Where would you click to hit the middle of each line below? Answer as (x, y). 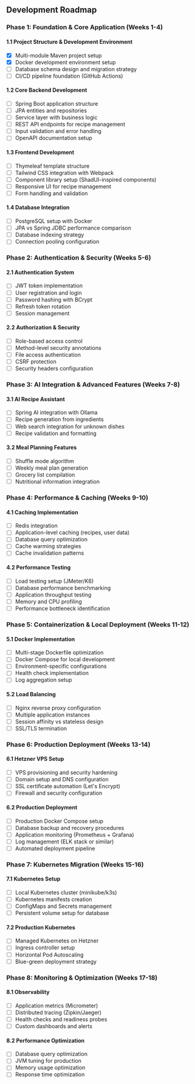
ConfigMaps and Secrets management (63, 906)
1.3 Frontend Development (40, 152)
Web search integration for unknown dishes (70, 426)
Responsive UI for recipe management (63, 186)
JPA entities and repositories (51, 111)
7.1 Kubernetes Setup (33, 879)
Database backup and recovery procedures (70, 828)
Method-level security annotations (58, 348)
